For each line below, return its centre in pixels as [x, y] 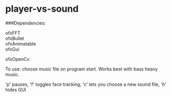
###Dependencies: [26, 23]
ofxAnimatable [21, 43]
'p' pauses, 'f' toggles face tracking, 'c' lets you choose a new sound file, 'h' [86, 84]
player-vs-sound [42, 9]
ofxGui [12, 49]
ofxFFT [13, 33]
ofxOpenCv [17, 59]
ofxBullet [15, 38]
